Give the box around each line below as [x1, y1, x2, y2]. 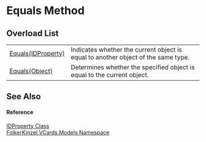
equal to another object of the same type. [71, 53, 190, 61]
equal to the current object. [71, 71, 149, 79]
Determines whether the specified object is [71, 63, 195, 71]
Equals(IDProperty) [9, 50, 66, 58]
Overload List [6, 28, 59, 39]
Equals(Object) [9, 67, 53, 75]
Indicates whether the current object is [71, 45, 182, 54]
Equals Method [6, 4, 85, 18]
